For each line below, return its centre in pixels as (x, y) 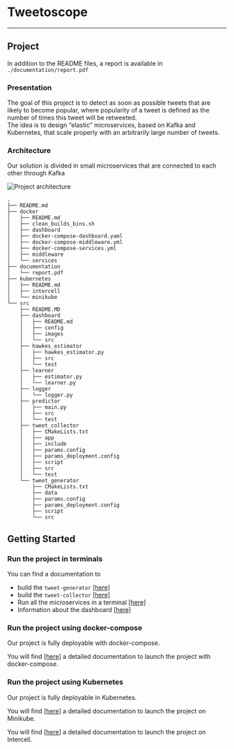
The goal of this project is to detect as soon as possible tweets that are (109, 103)
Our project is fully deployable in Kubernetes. (72, 697)
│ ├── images (42, 334)
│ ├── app (37, 438)
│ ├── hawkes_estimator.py (62, 352)
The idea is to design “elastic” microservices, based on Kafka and (102, 125)
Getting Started (41, 539)
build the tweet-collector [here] (63, 595)
